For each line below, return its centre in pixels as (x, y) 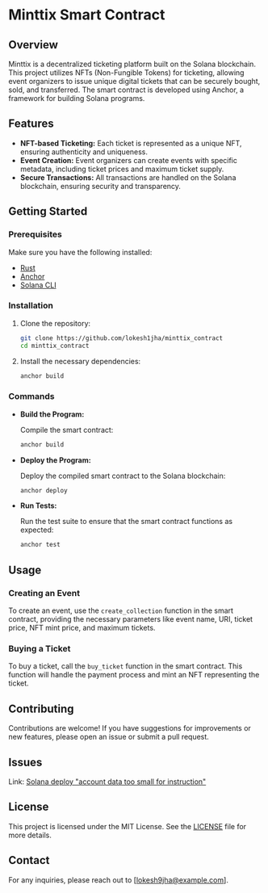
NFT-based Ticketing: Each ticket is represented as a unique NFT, (131, 143)
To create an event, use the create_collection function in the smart (121, 610)
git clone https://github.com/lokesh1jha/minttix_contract (121, 338)
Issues (25, 762)
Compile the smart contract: (67, 430)
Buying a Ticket (40, 648)
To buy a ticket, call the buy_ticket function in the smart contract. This (126, 666)
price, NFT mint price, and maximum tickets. (82, 628)
